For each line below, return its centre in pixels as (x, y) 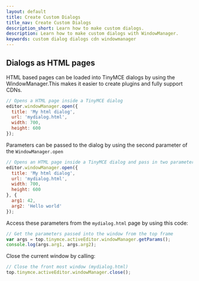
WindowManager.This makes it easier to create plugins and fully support (94, 83)
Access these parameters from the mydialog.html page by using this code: (97, 223)
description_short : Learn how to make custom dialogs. (75, 28)
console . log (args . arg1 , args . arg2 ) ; (51, 245)
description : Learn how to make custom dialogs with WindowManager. (92, 34)
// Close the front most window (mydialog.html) (67, 267)
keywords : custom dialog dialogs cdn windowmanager (71, 39)
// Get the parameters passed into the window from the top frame (90, 234)
